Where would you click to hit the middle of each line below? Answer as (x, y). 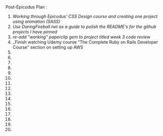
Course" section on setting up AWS (48, 47)
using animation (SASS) (36, 22)
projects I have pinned (35, 32)
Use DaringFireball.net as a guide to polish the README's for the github (84, 27)
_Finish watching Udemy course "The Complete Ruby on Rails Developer (85, 42)
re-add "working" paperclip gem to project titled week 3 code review (81, 37)
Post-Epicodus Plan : (26, 7)
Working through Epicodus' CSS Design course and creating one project (85, 16)
